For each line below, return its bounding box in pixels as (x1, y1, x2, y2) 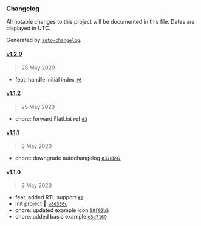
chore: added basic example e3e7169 (15, 213, 107, 221)
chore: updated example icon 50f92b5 (15, 207, 109, 214)
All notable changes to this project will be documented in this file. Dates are (6, 18, 196, 26)
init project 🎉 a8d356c (15, 200, 68, 208)
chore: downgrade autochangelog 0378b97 (15, 154, 121, 161)
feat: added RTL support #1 (15, 194, 84, 201)
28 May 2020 (21, 64, 55, 71)
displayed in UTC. (6, 24, 51, 32)
